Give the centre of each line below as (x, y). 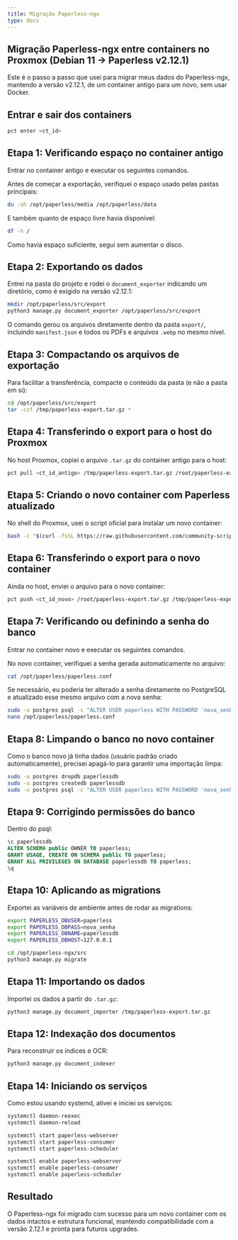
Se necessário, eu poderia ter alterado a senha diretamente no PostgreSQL (117, 690)
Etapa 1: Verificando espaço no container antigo (115, 153)
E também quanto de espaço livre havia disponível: (81, 218)
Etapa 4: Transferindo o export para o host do (110, 432)
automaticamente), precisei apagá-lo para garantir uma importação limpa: (115, 764)
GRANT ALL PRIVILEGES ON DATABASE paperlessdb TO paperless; (100, 862)
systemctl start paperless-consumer (61, 1142)
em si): (17, 390)
